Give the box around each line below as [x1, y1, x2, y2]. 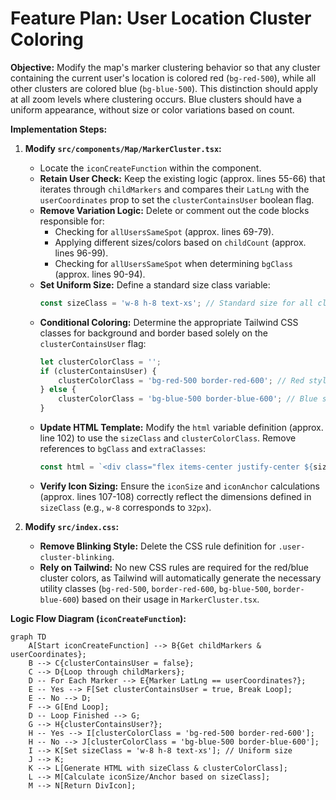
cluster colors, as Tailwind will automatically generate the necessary [39, 572, 322, 584]
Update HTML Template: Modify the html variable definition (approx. [39, 422, 324, 434]
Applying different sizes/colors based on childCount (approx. [54, 236, 307, 248]
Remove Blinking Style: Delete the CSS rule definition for [39, 540, 277, 552]
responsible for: [39, 215, 105, 227]
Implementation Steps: [10, 123, 108, 135]
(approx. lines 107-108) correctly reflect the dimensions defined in [39, 490, 312, 502]
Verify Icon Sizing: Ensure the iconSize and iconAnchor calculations [39, 480, 320, 492]
